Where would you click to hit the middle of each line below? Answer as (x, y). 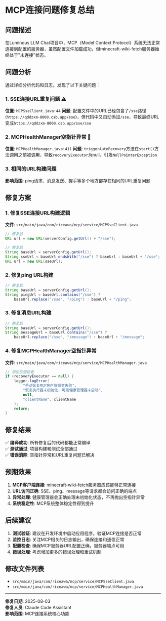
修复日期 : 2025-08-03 (28, 601)
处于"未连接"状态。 (29, 55)
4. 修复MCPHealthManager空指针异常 (51, 351)
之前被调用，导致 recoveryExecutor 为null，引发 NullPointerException (87, 155)
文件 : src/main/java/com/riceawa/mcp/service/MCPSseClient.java (72, 225)
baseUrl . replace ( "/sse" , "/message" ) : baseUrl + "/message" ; (79, 337)
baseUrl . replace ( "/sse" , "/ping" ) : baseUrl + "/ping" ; (73, 299)
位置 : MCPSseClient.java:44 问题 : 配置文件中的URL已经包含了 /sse (72, 111)
